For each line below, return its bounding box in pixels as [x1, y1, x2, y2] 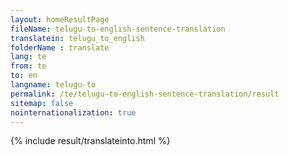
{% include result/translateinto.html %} [10, 135, 171, 147]
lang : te [10, 52, 47, 62]
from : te [10, 61, 47, 71]
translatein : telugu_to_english [10, 33, 145, 43]
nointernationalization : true [10, 107, 137, 118]
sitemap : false [10, 98, 74, 108]
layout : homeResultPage [10, 14, 110, 25]
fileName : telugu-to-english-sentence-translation [10, 24, 226, 34]
